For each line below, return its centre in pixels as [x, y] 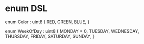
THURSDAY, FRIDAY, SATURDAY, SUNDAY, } [50, 36]
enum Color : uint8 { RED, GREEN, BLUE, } [47, 22]
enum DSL [26, 8]
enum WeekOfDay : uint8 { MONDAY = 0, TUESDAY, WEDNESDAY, [72, 31]
